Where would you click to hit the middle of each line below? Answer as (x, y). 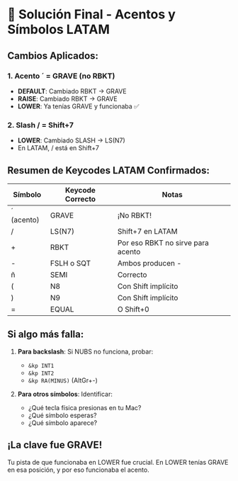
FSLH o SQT (70, 263)
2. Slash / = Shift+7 (41, 125)
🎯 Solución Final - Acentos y (91, 15)
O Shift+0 (134, 309)
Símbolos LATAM (58, 29)
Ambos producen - (149, 263)
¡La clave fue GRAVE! (55, 445)
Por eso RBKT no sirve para (163, 242)
